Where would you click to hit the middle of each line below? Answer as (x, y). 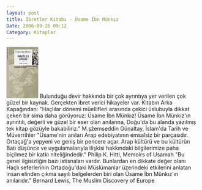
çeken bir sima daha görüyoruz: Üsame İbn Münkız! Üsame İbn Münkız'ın (99, 115)
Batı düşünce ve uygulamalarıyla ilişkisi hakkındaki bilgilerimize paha (93, 148)
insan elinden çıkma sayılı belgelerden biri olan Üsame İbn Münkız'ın (92, 174)
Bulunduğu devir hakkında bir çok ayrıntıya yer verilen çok (113, 96)
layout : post (23, 13)
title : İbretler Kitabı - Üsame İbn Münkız (63, 19)
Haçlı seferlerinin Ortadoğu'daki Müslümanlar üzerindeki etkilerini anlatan (99, 167)
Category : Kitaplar (31, 32)
